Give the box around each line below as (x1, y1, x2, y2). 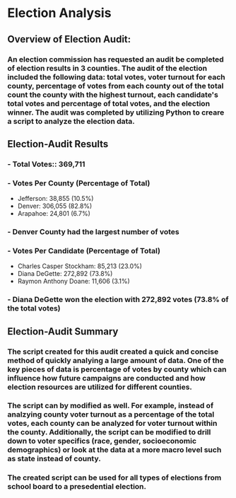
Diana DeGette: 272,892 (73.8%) (17, 270, 113, 278)
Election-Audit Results (7, 138, 109, 150)
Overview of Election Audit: (7, 33, 131, 45)
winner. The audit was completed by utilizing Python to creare (7, 108, 225, 117)
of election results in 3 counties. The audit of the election (7, 63, 207, 73)
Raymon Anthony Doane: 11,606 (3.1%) (17, 277, 131, 286)
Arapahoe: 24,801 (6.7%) (17, 209, 90, 218)
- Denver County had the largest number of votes (7, 227, 179, 237)
